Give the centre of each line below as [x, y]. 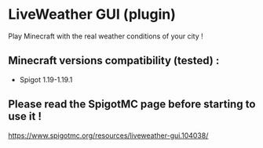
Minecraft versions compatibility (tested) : [114, 61]
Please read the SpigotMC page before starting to [132, 105]
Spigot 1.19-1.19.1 [46, 79]
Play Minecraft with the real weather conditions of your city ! [106, 36]
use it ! [25, 116]
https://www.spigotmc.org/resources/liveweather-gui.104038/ [108, 135]
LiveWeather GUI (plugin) [92, 14]
